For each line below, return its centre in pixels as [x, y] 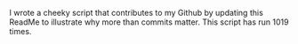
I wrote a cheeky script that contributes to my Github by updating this [137, 13]
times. [20, 31]
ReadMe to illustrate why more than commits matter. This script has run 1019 [149, 22]
